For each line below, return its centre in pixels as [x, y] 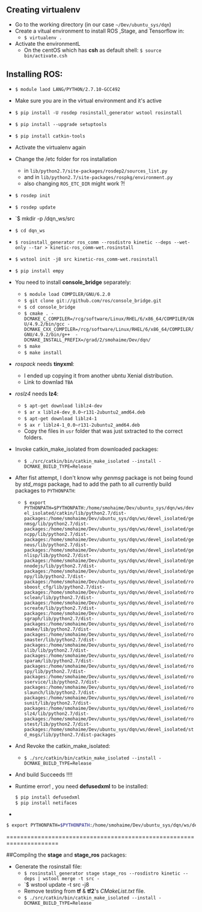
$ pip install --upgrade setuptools [61, 124]
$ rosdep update [35, 207]
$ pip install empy [39, 271]
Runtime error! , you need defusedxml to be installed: [81, 786]
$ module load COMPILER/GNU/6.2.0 [67, 294]
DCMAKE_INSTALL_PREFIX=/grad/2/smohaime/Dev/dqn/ [87, 340]
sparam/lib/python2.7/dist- [59, 661]
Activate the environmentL [47, 43]
